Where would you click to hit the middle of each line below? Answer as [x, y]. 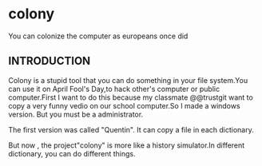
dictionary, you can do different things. [72, 153]
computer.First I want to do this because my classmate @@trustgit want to [131, 97]
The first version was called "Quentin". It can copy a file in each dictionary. [131, 129]
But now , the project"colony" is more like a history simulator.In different [127, 145]
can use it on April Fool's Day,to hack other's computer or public [114, 89]
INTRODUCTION [50, 61]
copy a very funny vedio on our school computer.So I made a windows [125, 105]
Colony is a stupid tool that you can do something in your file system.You [128, 80]
